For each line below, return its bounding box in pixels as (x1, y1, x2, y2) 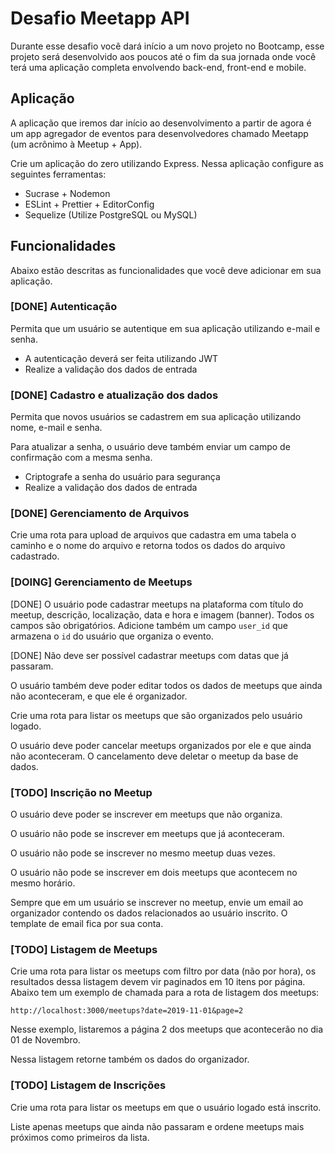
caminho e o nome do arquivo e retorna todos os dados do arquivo (10, 540, 286, 552)
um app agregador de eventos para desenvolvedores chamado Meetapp (10, 127, 309, 139)
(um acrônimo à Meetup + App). (10, 138, 143, 150)
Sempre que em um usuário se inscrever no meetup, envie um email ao (10, 897, 304, 909)
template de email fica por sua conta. (10, 918, 164, 930)
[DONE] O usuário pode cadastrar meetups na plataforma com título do (10, 598, 304, 610)
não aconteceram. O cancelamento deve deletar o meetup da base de (10, 750, 299, 762)
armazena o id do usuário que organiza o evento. (10, 630, 214, 642)
